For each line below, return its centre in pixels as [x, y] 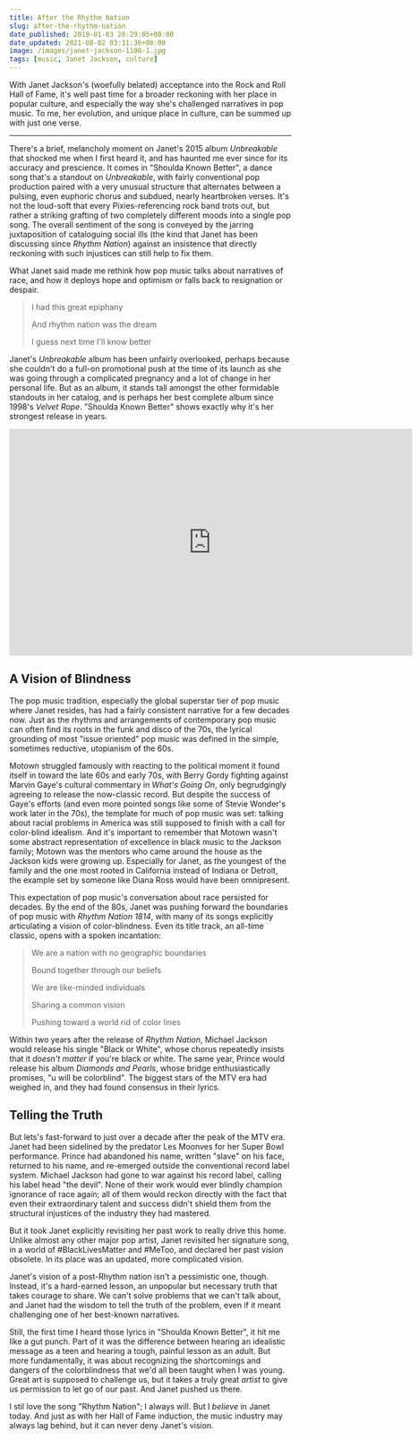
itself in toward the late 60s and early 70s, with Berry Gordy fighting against [149, 775]
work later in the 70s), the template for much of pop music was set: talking [146, 813]
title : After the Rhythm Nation [69, 17]
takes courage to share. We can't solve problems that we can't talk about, [145, 1295]
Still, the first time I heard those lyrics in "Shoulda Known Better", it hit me [145, 1332]
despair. [24, 289]
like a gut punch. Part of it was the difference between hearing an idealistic [148, 1341]
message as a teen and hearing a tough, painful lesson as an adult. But [140, 1350]
